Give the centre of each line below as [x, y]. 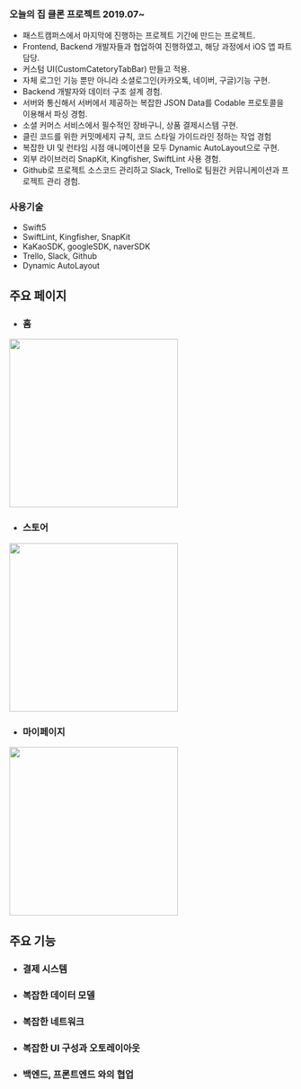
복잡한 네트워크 [53, 1022]
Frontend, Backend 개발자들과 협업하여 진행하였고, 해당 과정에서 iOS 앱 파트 [157, 47]
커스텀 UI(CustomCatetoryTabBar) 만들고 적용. [106, 69]
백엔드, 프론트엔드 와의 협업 [78, 1074]
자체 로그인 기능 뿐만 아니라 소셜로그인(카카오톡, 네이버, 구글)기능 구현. [146, 80]
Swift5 [34, 227]
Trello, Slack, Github [59, 256]
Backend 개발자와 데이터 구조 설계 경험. [93, 92]
